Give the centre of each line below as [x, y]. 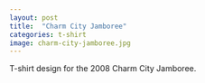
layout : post [34, 18]
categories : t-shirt [48, 34]
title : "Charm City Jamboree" [68, 26]
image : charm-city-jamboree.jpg [70, 43]
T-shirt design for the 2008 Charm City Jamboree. [103, 69]
